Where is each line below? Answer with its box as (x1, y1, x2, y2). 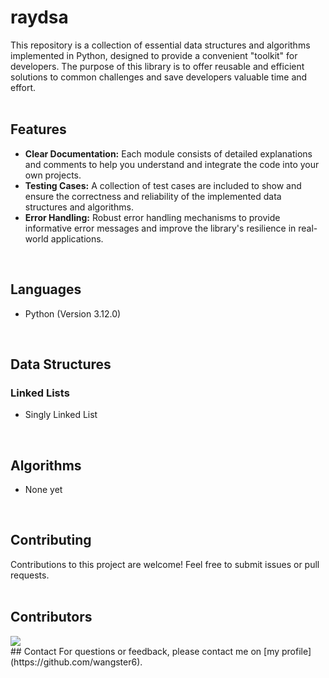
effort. (10, 81, 37, 93)
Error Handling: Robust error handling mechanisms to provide (24, 211, 281, 223)
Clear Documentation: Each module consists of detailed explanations (24, 147, 313, 160)
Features (10, 121, 67, 138)
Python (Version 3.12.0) (24, 307, 122, 320)
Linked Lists (10, 386, 70, 400)
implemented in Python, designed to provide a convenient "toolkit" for (10, 49, 298, 61)
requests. (10, 569, 50, 581)
